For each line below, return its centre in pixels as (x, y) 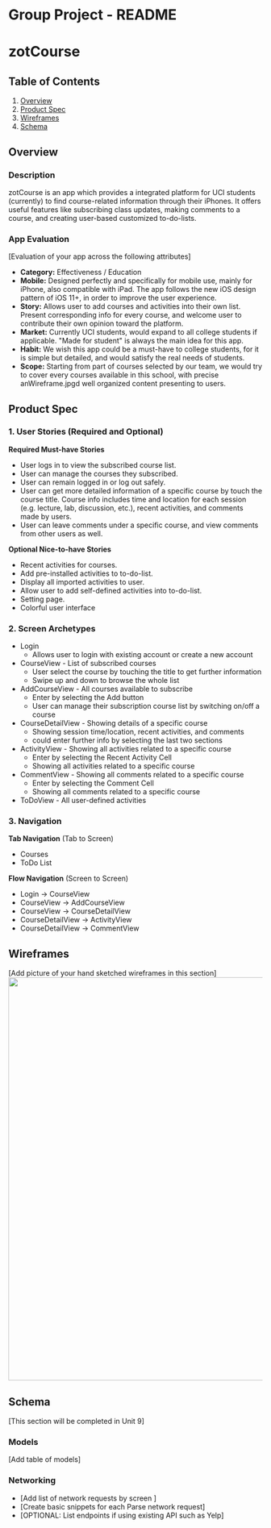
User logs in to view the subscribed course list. (98, 464)
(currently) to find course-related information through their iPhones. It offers (135, 201)
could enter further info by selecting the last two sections (127, 740)
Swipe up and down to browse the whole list (106, 681)
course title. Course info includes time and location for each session (133, 499)
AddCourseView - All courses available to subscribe (106, 689)
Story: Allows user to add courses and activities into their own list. (130, 306)
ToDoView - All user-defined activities (83, 801)
